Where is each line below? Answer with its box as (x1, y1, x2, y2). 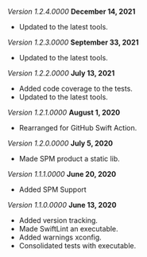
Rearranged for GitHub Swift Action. (18, 123, 137, 132)
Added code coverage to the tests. (18, 84, 133, 93)
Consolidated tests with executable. (18, 241, 137, 250)
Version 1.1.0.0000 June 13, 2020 (7, 201, 117, 209)
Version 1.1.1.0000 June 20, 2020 (7, 169, 117, 178)
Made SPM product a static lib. (18, 154, 120, 163)
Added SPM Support (18, 185, 87, 194)
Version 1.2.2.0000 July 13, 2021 (7, 68, 115, 78)
